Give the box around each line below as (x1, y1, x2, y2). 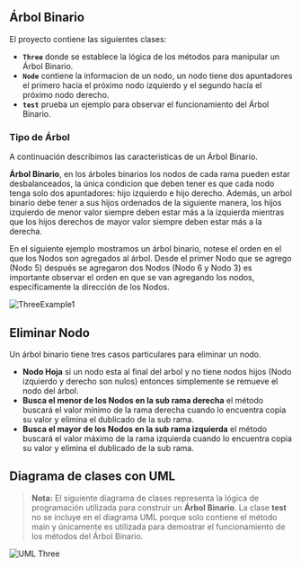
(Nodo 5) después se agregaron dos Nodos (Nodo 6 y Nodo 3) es (9, 262, 252, 273)
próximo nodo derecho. (22, 89, 110, 100)
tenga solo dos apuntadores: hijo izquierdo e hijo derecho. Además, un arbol (9, 188, 292, 199)
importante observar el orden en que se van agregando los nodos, (9, 272, 255, 283)
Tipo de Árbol (9, 130, 70, 143)
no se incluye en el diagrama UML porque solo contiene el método (31, 511, 278, 522)
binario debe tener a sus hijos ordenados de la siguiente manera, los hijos (9, 198, 282, 208)
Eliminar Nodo (9, 325, 90, 341)
